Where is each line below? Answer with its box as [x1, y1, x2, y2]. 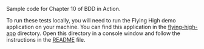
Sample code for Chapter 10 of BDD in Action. [6, 5, 121, 12]
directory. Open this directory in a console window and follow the [17, 30, 180, 37]
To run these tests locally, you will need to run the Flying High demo [6, 17, 176, 24]
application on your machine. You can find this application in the [6, 24, 167, 30]
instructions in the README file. [6, 36, 86, 43]
